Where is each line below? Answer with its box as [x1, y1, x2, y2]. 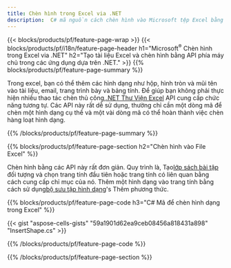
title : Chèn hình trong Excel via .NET [7, 10, 122, 17]
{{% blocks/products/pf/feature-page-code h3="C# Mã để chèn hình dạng [7, 198, 221, 207]
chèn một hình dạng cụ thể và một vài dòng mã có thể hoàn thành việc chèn [7, 108, 224, 117]
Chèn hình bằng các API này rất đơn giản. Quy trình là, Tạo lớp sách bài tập [7, 163, 219, 172]
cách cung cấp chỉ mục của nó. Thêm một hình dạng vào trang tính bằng [7, 178, 214, 186]
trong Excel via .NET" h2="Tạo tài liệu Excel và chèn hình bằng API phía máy [7, 51, 224, 59]
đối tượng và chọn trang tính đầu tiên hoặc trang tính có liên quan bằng [7, 170, 210, 179]
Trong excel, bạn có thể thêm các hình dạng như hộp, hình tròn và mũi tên [7, 79, 217, 87]
